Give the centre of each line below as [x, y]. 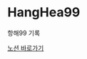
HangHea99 [44, 12]
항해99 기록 [24, 33]
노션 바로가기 [26, 48]
